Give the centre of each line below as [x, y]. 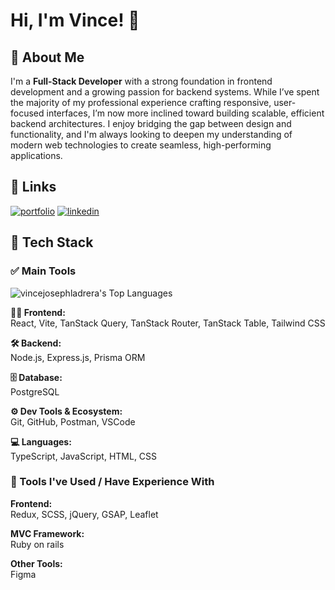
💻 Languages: [41, 441]
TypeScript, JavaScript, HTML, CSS [84, 456]
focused [27, 113]
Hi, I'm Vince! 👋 [75, 20]
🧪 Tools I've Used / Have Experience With [112, 482]
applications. [36, 155]
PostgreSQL [35, 391]
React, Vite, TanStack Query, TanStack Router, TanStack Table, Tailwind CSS [168, 323]
